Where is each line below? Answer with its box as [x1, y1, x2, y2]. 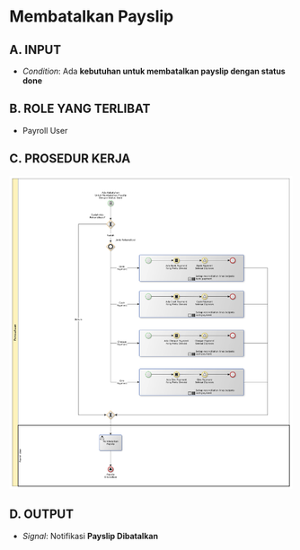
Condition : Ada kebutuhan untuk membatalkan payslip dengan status [22, 65, 286, 76]
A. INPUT [9, 42, 61, 57]
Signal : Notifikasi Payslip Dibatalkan [22, 530, 159, 541]
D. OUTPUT [9, 507, 75, 522]
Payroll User [22, 125, 68, 135]
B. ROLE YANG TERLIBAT [9, 101, 151, 117]
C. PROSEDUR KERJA [9, 151, 131, 167]
